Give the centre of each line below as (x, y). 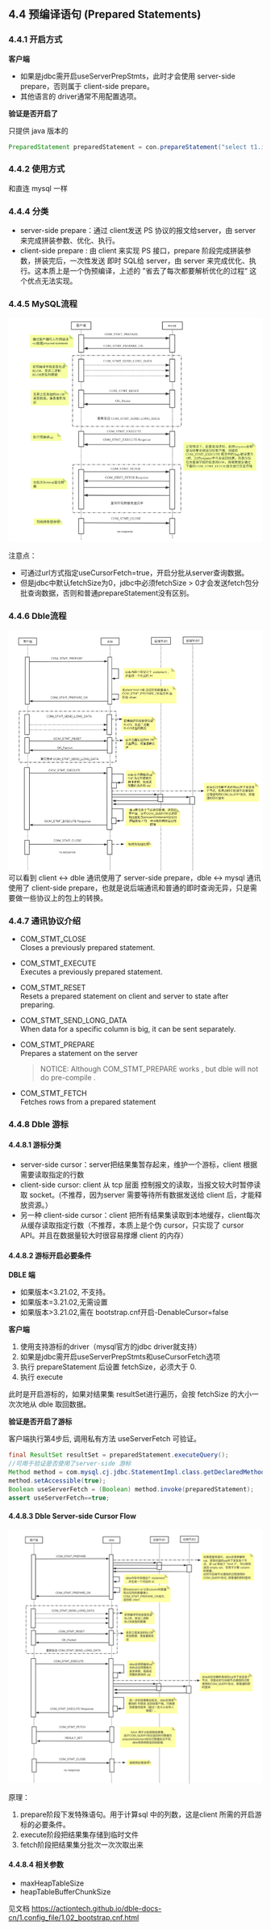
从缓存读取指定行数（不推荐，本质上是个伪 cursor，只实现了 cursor (132, 1225)
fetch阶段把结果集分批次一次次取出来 (81, 1844)
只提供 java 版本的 (38, 130)
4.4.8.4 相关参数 (36, 1864)
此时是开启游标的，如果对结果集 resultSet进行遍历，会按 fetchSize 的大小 (130, 1394)
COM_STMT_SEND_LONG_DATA (73, 1020)
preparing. (37, 1004)
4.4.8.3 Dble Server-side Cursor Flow (73, 1516)
